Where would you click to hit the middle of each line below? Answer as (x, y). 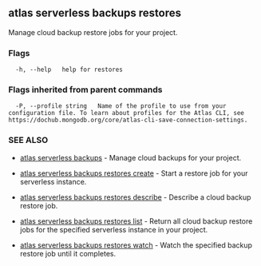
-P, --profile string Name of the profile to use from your (121, 106)
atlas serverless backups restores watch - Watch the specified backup (136, 245)
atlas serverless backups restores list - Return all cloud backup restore (136, 221)
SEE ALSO (28, 141)
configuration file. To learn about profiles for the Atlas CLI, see (127, 113)
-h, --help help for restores (69, 70)
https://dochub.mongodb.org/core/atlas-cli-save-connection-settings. (128, 120)
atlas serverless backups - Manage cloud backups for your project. (130, 157)
